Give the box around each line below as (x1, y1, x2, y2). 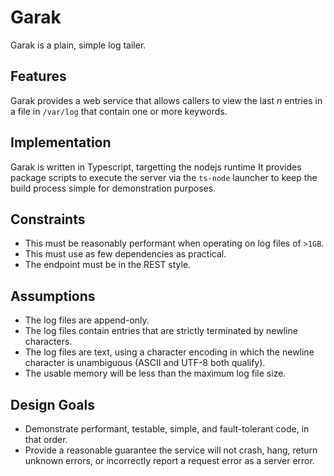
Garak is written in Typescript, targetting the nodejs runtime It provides (10, 161, 302, 173)
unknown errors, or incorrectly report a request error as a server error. (24, 455, 315, 466)
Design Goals (10, 396, 95, 413)
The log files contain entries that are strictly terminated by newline (24, 325, 298, 337)
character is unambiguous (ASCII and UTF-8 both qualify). (24, 357, 266, 369)
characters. (24, 336, 73, 348)
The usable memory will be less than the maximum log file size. (24, 367, 287, 380)
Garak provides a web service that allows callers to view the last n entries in (10, 94, 323, 106)
